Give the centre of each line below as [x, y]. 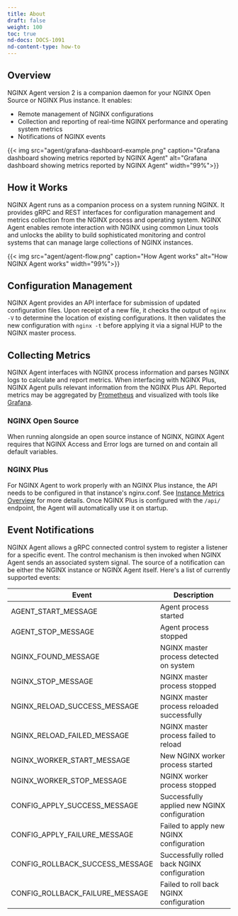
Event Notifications [51, 530]
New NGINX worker [193, 756]
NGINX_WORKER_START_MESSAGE [71, 760]
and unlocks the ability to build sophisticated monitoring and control [107, 235]
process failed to [188, 735]
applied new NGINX [193, 805]
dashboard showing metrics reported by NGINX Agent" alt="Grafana [107, 157]
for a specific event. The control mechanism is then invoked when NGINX [114, 554]
